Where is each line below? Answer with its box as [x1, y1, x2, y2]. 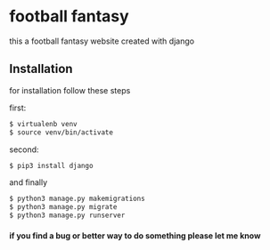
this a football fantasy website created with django [9, 36, 194, 46]
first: [9, 102, 27, 113]
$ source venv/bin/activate [9, 127, 114, 137]
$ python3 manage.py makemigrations [9, 194, 145, 204]
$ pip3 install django [9, 161, 94, 170]
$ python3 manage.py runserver [9, 211, 126, 220]
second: [9, 144, 39, 155]
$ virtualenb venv [9, 119, 78, 128]
